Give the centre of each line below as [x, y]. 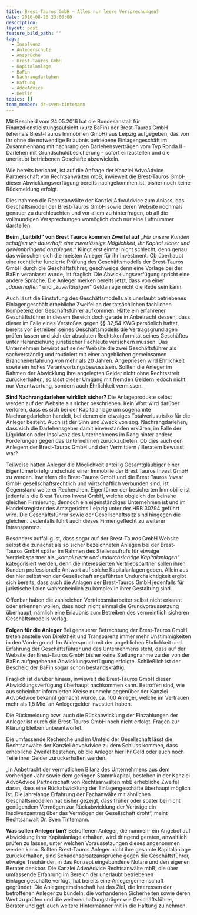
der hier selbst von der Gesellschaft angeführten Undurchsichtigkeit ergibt [96, 576]
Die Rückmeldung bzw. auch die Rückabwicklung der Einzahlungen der [92, 715]
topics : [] [19, 99]
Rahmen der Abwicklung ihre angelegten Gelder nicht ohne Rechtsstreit [93, 373]
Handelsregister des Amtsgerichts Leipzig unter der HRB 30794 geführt [93, 508]
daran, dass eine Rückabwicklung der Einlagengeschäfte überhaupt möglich [98, 788]
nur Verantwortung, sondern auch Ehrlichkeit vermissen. [74, 385]
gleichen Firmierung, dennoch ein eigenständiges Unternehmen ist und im [96, 502]
